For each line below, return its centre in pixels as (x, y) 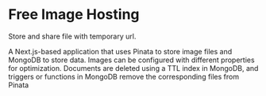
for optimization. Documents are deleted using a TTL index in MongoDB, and (133, 68)
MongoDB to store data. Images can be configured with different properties (132, 60)
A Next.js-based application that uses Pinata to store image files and (120, 51)
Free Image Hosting (74, 15)
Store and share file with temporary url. (72, 36)
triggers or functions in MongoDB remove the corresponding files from (124, 76)
